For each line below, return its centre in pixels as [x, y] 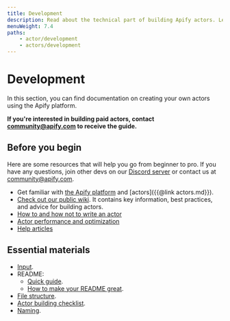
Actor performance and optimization [68, 221]
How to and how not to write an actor [69, 214]
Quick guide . [45, 281]
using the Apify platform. [42, 105]
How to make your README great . [75, 288]
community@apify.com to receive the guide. [72, 126]
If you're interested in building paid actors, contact [81, 119]
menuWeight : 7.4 [30, 26]
